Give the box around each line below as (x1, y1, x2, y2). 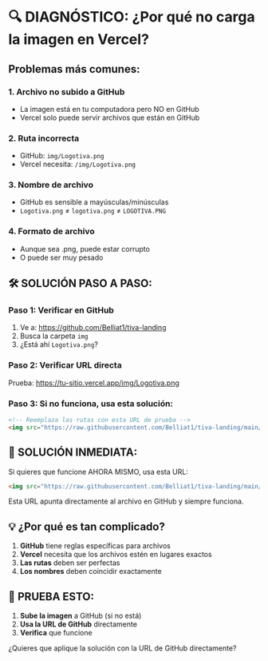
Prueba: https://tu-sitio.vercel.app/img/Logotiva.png (8, 378, 179, 388)
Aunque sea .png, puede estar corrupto (19, 244, 150, 253)
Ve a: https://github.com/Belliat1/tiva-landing (19, 323, 167, 332)
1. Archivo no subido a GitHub (8, 86, 125, 98)
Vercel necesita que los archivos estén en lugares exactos (19, 550, 213, 559)
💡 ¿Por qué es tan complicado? (8, 520, 165, 533)
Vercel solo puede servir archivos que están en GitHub (19, 113, 200, 122)
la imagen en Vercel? (8, 30, 150, 49)
